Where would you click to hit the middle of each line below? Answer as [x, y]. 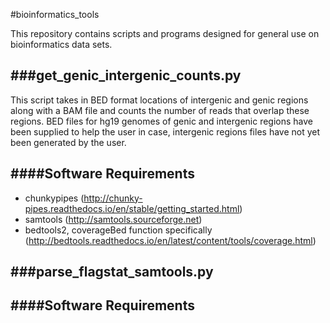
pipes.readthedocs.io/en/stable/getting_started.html [132, 208]
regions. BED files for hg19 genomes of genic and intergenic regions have [162, 121]
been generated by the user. [68, 142]
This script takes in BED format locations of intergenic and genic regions [159, 100]
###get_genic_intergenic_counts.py [126, 75]
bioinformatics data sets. [61, 44]
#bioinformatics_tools [55, 14]
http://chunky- [113, 198]
